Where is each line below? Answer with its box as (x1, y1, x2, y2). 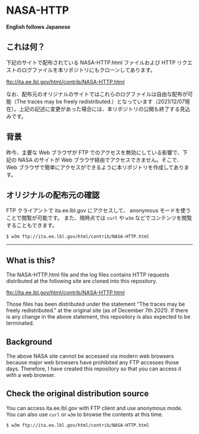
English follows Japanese (6, 23, 71, 30)
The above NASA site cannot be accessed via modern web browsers (6, 353, 174, 360)
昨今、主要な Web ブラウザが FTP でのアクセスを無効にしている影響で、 (6, 149, 183, 156)
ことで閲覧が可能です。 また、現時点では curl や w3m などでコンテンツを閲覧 (6, 215, 192, 222)
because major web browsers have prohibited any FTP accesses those (6, 359, 179, 366)
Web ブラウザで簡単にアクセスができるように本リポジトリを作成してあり (6, 163, 184, 171)
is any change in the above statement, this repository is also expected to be (6, 313, 191, 320)
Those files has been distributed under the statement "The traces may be (6, 301, 185, 308)
